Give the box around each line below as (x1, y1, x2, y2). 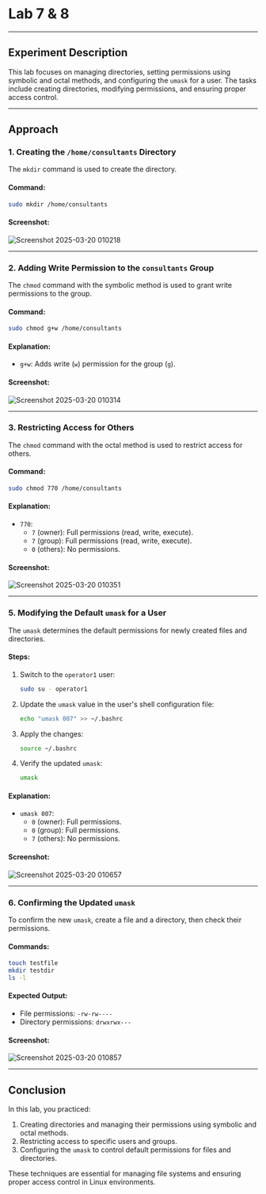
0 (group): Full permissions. (31, 825, 121, 835)
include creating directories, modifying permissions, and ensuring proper (8, 84, 247, 94)
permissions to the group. (8, 289, 93, 298)
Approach (8, 123, 59, 136)
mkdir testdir (8, 966, 55, 975)
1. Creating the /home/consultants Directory (8, 147, 177, 158)
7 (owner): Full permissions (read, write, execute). (31, 528, 194, 538)
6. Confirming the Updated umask (8, 897, 136, 908)
